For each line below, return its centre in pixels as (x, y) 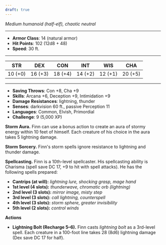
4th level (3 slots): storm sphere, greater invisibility (65, 202)
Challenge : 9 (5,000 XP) (37, 117)
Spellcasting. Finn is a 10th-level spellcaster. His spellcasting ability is (77, 161)
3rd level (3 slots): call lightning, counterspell (59, 197)
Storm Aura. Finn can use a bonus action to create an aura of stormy (75, 126)
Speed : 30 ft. (26, 49)
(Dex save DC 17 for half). (38, 238)
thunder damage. (23, 152)
